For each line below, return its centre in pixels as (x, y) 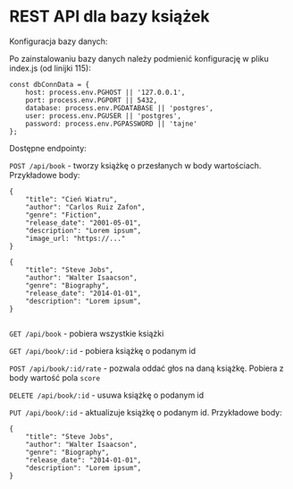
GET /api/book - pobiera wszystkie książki (87, 333)
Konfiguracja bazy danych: (59, 41)
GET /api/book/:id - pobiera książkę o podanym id (103, 350)
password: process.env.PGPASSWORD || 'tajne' (112, 124)
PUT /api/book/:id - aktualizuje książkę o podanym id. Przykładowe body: (146, 412)
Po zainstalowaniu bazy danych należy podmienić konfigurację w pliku (139, 58)
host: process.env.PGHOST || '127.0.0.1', (105, 92)
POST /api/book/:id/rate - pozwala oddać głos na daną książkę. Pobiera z (146, 368)
